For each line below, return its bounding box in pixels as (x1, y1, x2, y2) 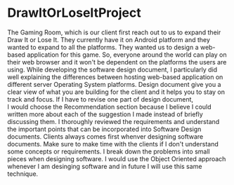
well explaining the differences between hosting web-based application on (7, 72, 223, 81)
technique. (7, 170, 39, 178)
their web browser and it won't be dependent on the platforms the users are (7, 57, 227, 66)
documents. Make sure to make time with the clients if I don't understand (7, 139, 219, 148)
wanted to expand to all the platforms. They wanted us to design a (7, 43, 199, 51)
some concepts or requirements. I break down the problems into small (7, 147, 210, 156)
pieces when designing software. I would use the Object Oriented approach (7, 154, 226, 163)
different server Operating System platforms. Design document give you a (7, 80, 221, 88)
